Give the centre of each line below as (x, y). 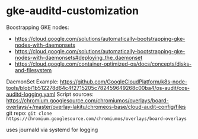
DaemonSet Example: (33, 82)
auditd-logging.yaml (31, 94)
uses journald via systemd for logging (52, 130)
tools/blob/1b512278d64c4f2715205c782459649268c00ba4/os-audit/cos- (98, 88)
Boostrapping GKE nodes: (38, 27)
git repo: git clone (29, 113)
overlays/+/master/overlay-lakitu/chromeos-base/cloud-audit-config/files (96, 106)
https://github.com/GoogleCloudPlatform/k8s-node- (124, 82)
